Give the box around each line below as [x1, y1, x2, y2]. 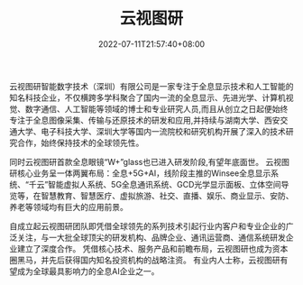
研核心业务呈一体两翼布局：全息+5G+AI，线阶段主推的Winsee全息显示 [9, 168, 271, 179]
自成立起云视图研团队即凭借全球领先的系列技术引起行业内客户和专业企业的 [9, 220, 286, 231]
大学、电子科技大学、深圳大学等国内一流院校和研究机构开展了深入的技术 [16, 125, 286, 136]
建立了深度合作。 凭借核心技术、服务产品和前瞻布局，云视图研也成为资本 [16, 243, 289, 253]
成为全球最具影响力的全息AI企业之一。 [16, 265, 160, 276]
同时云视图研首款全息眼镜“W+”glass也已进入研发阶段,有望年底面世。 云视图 [9, 156, 290, 167]
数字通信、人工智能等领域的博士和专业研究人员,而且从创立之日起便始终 [24, 103, 289, 114]
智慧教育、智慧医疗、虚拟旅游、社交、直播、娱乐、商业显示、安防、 [40, 190, 294, 201]
